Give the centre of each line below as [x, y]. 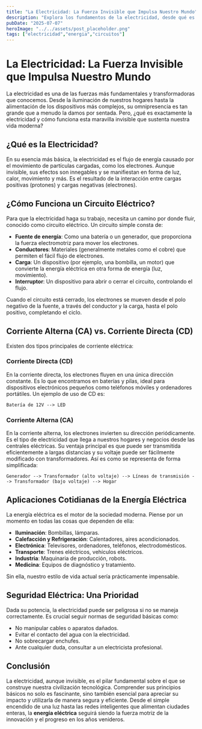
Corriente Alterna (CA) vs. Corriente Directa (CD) [100, 332]
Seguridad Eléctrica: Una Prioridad [73, 595]
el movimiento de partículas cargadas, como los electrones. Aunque [90, 165]
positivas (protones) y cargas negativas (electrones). [72, 185]
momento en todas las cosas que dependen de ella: [70, 521]
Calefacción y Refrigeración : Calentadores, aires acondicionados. [97, 539]
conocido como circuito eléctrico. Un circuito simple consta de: [85, 224]
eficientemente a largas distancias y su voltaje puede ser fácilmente [90, 453]
